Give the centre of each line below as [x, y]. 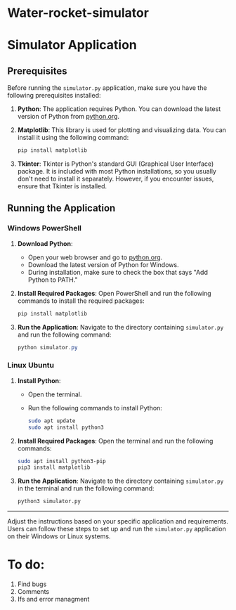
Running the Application [61, 208]
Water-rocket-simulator [78, 13]
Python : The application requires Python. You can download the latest [119, 109]
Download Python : [45, 243]
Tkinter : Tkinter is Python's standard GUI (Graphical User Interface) [116, 164]
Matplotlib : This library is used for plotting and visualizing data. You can [122, 130]
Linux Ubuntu [31, 365]
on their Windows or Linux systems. [59, 536]
